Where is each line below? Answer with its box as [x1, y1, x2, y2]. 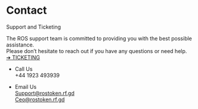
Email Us [14, 83, 37, 90]
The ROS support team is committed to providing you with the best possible [6, 35, 193, 42]
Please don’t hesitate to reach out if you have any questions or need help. [6, 47, 187, 54]
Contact [6, 4, 47, 17]
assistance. [6, 41, 35, 48]
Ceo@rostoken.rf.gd [14, 96, 65, 103]
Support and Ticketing [6, 23, 61, 30]
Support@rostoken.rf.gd [14, 89, 75, 96]
